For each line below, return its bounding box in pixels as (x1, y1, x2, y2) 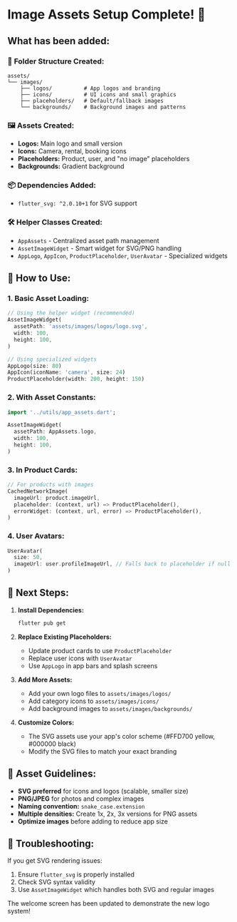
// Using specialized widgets (7, 356, 98, 363)
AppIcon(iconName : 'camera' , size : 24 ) (7, 369, 126, 377)
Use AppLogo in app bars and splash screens (28, 661, 158, 670)
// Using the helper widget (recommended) (7, 309, 135, 317)
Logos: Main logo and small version (17, 139, 123, 148)
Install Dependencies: (17, 605, 84, 614)
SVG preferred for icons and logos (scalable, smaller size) (17, 787, 189, 795)
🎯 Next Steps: (7, 587, 69, 599)
